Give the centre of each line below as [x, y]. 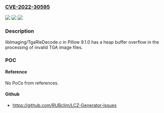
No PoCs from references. [32, 83]
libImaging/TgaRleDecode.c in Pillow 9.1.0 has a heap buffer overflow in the [82, 42]
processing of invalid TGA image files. [44, 47]
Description [20, 31]
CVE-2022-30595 [28, 7]
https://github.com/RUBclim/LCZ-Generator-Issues [64, 105]
